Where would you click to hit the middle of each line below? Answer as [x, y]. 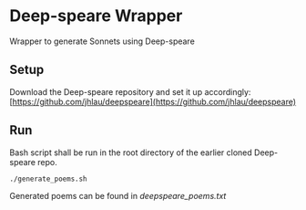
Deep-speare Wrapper [96, 16]
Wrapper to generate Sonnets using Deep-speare [102, 41]
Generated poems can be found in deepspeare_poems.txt [118, 195]
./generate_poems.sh [49, 179]
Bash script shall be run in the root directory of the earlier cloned [131, 152]
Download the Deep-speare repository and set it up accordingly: [130, 91]
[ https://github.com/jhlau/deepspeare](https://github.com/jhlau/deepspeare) [153, 101]
